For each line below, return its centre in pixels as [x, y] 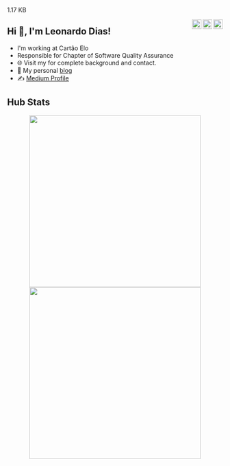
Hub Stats [29, 102]
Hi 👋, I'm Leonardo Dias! [59, 31]
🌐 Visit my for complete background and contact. [87, 63]
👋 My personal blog [44, 70]
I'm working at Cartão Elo [53, 48]
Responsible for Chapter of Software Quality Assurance [95, 55]
